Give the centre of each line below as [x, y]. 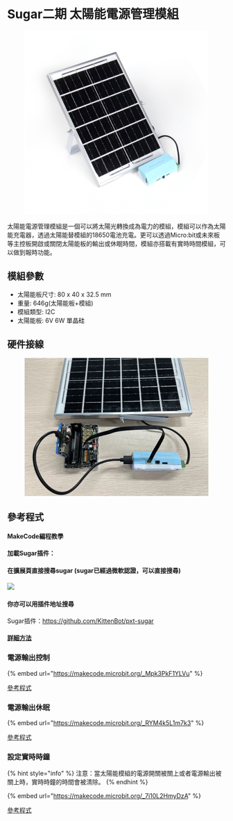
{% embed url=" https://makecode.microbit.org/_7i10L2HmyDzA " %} [104, 796]
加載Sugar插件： [31, 554]
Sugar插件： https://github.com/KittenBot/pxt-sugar [80, 621]
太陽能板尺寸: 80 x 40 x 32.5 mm [64, 294]
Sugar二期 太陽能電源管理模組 [93, 14]
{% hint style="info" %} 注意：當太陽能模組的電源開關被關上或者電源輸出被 [114, 773]
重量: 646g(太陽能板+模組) [55, 303]
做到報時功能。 [34, 252]
